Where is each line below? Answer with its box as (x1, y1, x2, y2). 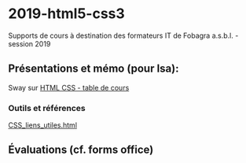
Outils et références (8, 102, 86, 113)
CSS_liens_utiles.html (8, 120, 77, 130)
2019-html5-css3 (8, 5, 126, 23)
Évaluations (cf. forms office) (8, 143, 154, 157)
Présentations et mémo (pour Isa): (8, 62, 179, 76)
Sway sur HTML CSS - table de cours (8, 83, 130, 92)
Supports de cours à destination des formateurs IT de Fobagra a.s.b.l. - (8, 31, 239, 40)
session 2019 (8, 39, 51, 48)
